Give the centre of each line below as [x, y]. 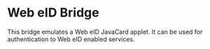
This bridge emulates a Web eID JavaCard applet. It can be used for [105, 32]
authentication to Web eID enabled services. [71, 39]
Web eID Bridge [53, 13]
